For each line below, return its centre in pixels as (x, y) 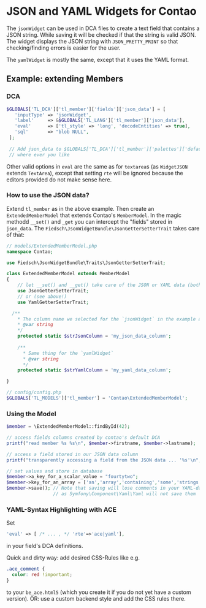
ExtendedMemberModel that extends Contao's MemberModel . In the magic (94, 215)
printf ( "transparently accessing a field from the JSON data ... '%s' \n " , (104, 460)
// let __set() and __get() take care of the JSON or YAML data (101, 285)
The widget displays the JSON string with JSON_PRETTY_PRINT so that (92, 41)
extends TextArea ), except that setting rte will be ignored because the (95, 173)
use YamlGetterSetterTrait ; (53, 302)
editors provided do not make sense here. (59, 180)
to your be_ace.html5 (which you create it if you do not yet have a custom (99, 592)
